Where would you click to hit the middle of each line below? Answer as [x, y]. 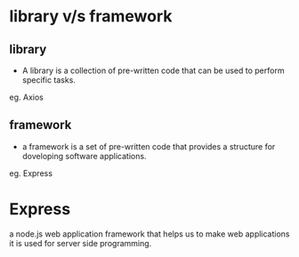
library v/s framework [91, 16]
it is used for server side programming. [81, 243]
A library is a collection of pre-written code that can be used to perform [153, 70]
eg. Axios [27, 97]
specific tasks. [48, 80]
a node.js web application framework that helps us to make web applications [150, 234]
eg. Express [31, 173]
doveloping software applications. [84, 156]
